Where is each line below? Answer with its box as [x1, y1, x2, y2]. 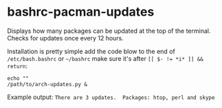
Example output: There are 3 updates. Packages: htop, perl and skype [7, 93, 215, 101]
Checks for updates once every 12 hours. [7, 33, 124, 42]
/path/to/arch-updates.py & [7, 81, 88, 87]
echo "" [7, 75, 30, 82]
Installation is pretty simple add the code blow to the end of [7, 47, 175, 55]
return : [7, 62, 27, 70]
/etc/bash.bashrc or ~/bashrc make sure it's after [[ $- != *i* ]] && [7, 54, 204, 62]
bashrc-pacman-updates [7, 4, 155, 20]
